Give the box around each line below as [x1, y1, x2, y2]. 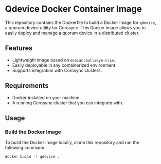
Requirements [5, 82, 49, 90]
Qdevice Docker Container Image [5, 3, 142, 15]
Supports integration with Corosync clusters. [12, 67, 102, 73]
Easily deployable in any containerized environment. [12, 62, 117, 68]
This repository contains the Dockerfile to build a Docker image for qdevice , [5, 20, 157, 25]
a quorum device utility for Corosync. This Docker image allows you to [5, 24, 146, 30]
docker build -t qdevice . [5, 154, 60, 159]
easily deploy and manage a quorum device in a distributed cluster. [5, 30, 140, 36]
